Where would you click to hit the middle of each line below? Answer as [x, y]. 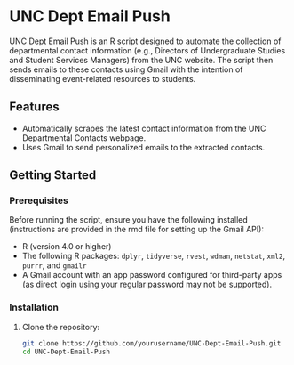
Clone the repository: [61, 327]
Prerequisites [39, 200]
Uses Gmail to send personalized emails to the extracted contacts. [143, 147]
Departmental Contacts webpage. [84, 138]
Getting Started [53, 175]
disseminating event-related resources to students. [103, 78]
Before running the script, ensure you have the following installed [129, 220]
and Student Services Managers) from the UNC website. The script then [141, 60]
